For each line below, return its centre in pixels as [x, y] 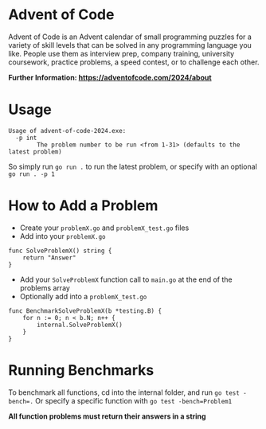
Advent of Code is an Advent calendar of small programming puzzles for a [130, 37]
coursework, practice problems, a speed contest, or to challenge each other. [134, 62]
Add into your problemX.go [63, 236]
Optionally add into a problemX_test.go [83, 296]
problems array [45, 287]
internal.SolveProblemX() [80, 325]
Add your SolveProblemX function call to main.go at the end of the [126, 279]
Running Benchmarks [81, 370]
